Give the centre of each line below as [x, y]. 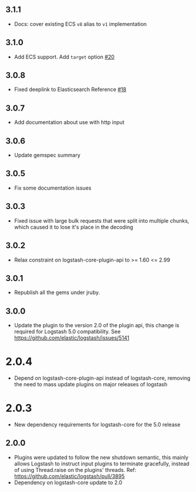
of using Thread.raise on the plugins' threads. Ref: [75, 470]
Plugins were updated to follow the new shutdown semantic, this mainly [101, 457]
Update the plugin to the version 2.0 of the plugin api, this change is [97, 325]
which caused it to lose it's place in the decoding [73, 227]
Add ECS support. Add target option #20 [64, 57]
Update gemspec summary [47, 155]
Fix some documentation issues [53, 188]
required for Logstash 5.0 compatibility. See [67, 332]
